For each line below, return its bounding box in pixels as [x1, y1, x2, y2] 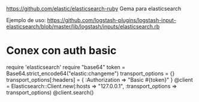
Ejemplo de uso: [6, 17, 46, 23]
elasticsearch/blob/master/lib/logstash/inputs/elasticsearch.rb [6, 23, 160, 30]
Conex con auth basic [6, 44, 117, 57]
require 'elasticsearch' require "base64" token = [6, 63, 126, 70]
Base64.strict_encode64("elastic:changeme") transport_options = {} [6, 70, 175, 77]
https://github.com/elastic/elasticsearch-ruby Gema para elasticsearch [6, 5, 182, 12]
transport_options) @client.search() [6, 89, 94, 96]
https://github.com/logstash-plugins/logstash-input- [47, 17, 177, 23]
